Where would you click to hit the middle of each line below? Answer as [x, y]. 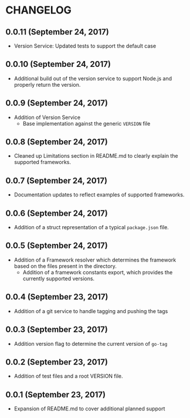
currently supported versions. [59, 278]
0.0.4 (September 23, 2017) [57, 297]
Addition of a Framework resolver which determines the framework [95, 260]
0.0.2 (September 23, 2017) [57, 362]
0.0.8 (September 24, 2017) [57, 142]
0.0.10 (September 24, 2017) [58, 64]
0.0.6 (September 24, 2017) [57, 213]
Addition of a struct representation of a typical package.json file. [91, 227]
